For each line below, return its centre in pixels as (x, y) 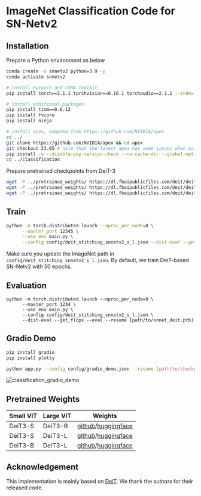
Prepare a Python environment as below (56, 60)
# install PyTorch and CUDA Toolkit (52, 88)
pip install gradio (31, 352)
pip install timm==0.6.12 (38, 110)
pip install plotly (31, 358)
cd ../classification (33, 160)
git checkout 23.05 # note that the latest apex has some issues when (96, 148)
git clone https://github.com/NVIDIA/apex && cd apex (75, 143)
